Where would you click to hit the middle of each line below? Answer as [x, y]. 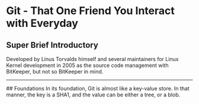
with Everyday [42, 23]
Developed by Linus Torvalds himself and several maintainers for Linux [92, 59]
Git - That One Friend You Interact [90, 11]
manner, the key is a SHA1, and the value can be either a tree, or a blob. [93, 95]
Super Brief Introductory [52, 45]
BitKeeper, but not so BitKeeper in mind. [55, 71]
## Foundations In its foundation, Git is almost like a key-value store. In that [98, 88]
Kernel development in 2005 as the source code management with [87, 65]
